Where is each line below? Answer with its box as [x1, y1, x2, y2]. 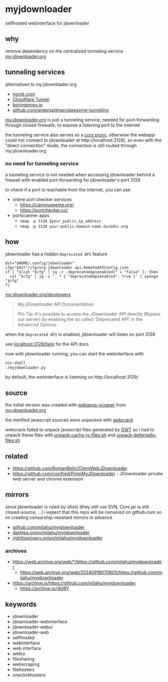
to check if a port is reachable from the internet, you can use [5, 187, 130, 193]
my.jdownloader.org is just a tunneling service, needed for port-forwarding [5, 116, 159, 122]
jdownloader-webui [12, 624, 53, 630]
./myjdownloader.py [5, 365, 46, 370]
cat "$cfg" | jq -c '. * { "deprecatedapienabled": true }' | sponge [10, 274, 158, 279]
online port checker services [12, 196, 72, 202]
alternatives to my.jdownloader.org [5, 81, 77, 87]
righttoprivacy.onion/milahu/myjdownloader [12, 534, 103, 540]
